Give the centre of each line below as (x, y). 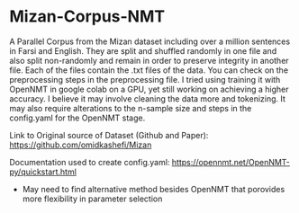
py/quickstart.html (43, 172)
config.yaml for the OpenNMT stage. (77, 118)
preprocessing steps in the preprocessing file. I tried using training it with (145, 79)
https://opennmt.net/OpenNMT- (231, 162)
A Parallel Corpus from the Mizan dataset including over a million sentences (150, 41)
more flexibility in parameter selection (92, 199)
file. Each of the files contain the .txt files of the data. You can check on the (149, 70)
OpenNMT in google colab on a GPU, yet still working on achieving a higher (149, 89)
